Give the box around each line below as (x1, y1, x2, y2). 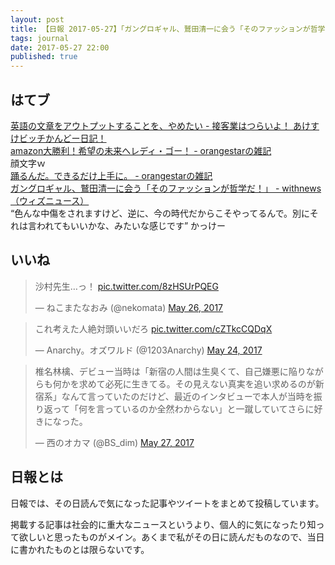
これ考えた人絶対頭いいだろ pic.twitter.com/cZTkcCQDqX (34, 322, 273, 335)
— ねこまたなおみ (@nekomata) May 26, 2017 (34, 301, 224, 313)
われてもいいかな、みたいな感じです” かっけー (36, 219, 227, 231)
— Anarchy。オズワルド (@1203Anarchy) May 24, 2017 (34, 344, 263, 356)
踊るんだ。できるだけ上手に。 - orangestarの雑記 (10, 169, 213, 181)
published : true (10, 52, 78, 62)
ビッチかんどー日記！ (18, 132, 107, 144)
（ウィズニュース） (10, 194, 90, 206)
